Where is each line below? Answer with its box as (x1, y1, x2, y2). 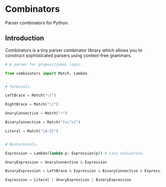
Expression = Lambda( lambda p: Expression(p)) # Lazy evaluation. (5, 150, 145, 156)
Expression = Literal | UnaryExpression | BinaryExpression (5, 178, 132, 183)
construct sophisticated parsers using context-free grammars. (5, 52, 132, 58)
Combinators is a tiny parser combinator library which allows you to (5, 47, 142, 53)
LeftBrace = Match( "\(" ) (5, 93, 56, 98)
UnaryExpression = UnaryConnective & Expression (5, 159, 107, 165)
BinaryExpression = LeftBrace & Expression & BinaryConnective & (5, 169, 142, 174)
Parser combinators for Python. (5, 20, 69, 26)
